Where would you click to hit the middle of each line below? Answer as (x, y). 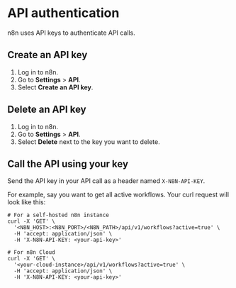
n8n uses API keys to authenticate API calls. (72, 33)
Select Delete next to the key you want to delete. (89, 142)
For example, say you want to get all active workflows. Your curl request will (118, 195)
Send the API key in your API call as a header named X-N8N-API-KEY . (106, 181)
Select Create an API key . (55, 87)
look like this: (27, 202)
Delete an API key (47, 110)
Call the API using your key (68, 164)
